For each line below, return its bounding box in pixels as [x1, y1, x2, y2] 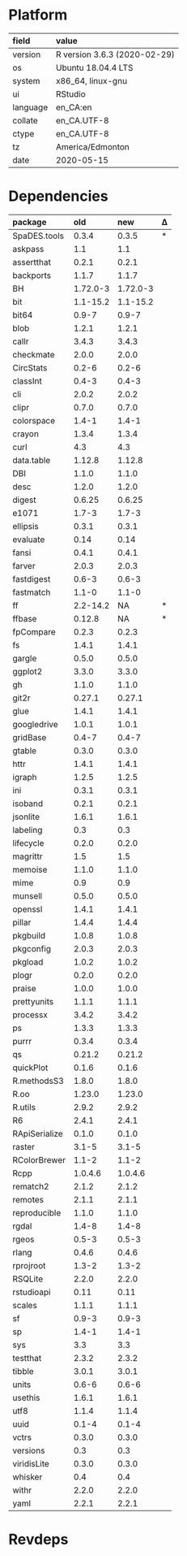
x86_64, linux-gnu [55, 75, 128, 86]
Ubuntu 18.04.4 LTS [55, 62, 134, 73]
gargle [12, 652, 37, 664]
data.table [12, 454, 51, 466]
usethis [12, 1392, 40, 1403]
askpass [12, 243, 45, 254]
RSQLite [12, 1273, 44, 1285]
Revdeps [8, 1530, 69, 1549]
